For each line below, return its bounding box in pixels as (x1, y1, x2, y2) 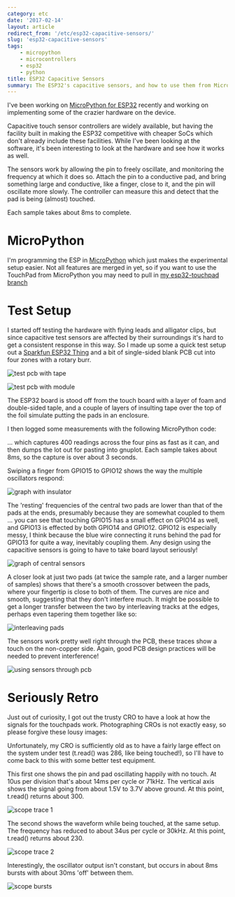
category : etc (7, 10, 49, 17)
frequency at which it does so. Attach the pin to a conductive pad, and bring (7, 173, 227, 181)
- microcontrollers (20, 56, 77, 63)
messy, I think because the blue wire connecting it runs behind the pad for (7, 531, 222, 539)
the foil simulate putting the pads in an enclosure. (7, 411, 150, 419)
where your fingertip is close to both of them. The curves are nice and (7, 588, 210, 596)
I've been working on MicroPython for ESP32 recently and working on (7, 101, 208, 109)
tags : (7, 43, 23, 50)
